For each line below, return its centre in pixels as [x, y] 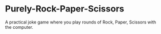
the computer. [19, 27]
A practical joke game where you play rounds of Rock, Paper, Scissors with [81, 22]
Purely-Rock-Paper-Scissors [65, 9]
